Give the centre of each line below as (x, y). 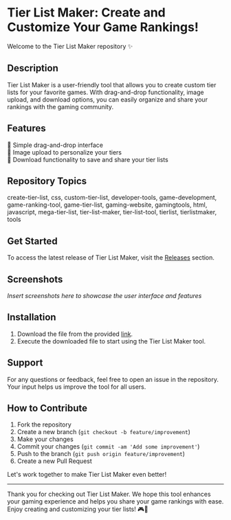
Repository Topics (47, 181)
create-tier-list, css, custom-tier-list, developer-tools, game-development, (112, 198)
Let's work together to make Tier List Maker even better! (87, 475)
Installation (32, 317)
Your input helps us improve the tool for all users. (77, 387)
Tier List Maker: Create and (87, 13)
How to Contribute (47, 408)
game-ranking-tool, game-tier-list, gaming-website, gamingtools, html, (107, 205)
